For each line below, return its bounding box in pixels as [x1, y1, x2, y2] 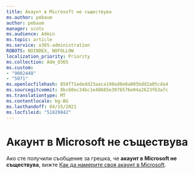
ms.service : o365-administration [6, 43, 90, 49]
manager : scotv [6, 25, 45, 32]
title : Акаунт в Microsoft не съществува [6, 8, 112, 15]
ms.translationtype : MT [6, 92, 66, 98]
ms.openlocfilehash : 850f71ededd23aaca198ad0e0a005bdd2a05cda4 [6, 82, 169, 88]
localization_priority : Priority [6, 53, 90, 59]
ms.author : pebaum [6, 14, 52, 20]
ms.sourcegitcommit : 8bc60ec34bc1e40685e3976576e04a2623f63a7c [6, 87, 169, 93]
